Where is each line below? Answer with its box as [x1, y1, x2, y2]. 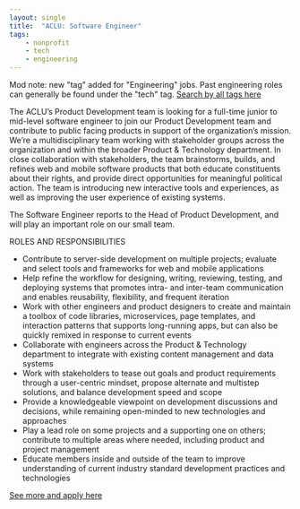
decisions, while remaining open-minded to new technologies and [21, 406, 266, 417]
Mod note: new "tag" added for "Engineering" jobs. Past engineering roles [9, 80, 283, 90]
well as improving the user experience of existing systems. [9, 192, 226, 203]
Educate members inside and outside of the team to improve [21, 453, 246, 464]
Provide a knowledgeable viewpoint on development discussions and [21, 396, 278, 407]
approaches [21, 416, 67, 426]
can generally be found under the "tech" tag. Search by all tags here [9, 89, 261, 99]
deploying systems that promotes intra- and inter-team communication [21, 282, 284, 292]
